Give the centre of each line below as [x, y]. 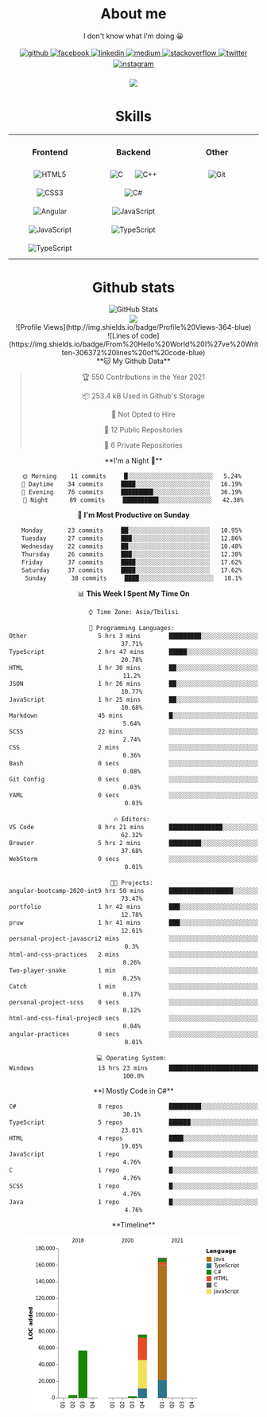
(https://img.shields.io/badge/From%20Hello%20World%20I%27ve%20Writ [133, 344]
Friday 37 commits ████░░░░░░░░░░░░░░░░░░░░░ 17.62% [132, 562]
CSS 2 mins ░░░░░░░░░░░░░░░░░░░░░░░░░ [133, 747]
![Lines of [123, 335]
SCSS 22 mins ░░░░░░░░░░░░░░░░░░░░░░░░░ [133, 731]
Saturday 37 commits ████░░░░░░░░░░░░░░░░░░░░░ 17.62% [132, 570]
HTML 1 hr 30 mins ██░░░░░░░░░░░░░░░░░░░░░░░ [133, 667]
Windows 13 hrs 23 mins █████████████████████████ [133, 1068]
